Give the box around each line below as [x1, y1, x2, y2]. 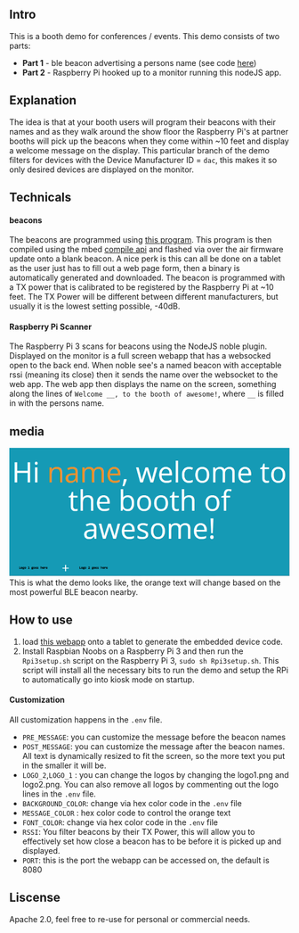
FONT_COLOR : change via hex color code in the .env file [21, 816, 218, 828]
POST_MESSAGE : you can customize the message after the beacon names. [21, 740, 286, 752]
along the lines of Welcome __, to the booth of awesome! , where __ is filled [9, 388, 285, 400]
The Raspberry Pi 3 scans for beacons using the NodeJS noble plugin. [9, 341, 268, 351]
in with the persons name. [9, 398, 105, 409]
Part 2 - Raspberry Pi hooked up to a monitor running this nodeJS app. [21, 67, 282, 78]
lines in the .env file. [21, 789, 96, 799]
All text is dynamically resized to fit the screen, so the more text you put [21, 750, 286, 761]
